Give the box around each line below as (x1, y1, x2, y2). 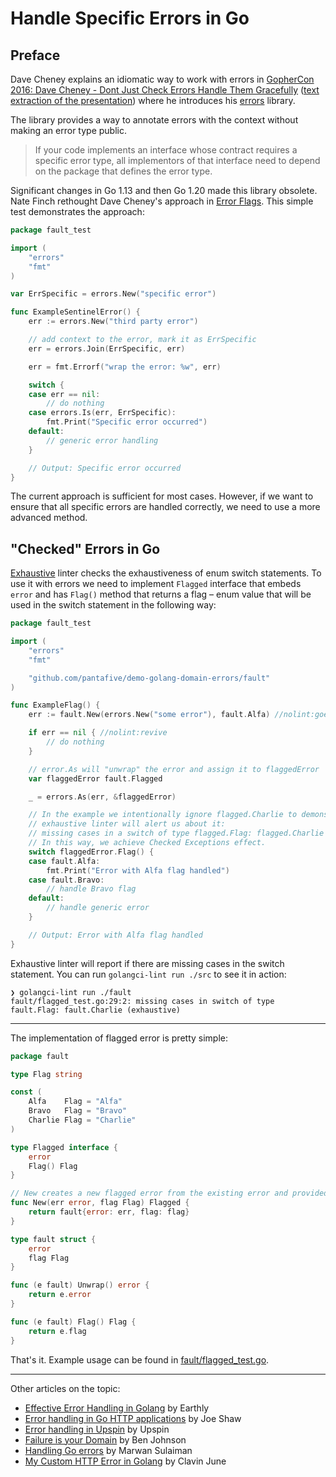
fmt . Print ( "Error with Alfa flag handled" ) (46, 865, 230, 876)
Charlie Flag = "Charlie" (28, 1115, 137, 1126)
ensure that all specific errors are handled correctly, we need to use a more (10, 501, 321, 513)
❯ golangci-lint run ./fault (10, 987, 132, 997)
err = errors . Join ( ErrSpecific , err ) (28, 343, 186, 354)
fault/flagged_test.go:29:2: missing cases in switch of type (10, 996, 275, 1006)
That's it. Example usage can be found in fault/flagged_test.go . (10, 1353, 270, 1366)
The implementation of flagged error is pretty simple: (10, 1032, 228, 1044)
